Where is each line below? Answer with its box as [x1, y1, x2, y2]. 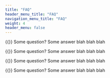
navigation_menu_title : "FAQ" [5, 16, 68, 21]
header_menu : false [5, 26, 45, 30]
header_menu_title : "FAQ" [5, 12, 58, 17]
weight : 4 [5, 21, 26, 26]
